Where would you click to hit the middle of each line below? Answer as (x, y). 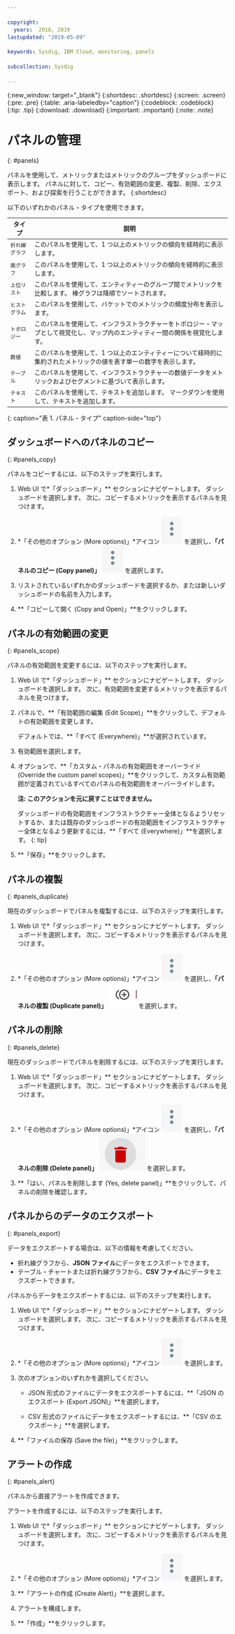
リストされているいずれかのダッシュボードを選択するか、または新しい (119, 586)
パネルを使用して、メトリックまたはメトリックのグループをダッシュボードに (117, 175)
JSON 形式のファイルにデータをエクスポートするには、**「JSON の (126, 1392)
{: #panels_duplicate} (38, 896)
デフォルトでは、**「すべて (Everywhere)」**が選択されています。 (114, 737)
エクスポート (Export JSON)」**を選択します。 (95, 1402)
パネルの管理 (44, 140)
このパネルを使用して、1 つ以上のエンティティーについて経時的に (128, 353)
